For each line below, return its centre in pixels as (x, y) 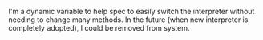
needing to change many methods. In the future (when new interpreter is (128, 20)
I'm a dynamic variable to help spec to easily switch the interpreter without (131, 11)
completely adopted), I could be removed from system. (99, 28)
